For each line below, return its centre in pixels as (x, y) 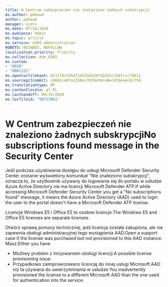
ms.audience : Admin (26, 33)
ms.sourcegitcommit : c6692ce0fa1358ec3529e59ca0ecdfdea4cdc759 (73, 80)
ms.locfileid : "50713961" (32, 99)
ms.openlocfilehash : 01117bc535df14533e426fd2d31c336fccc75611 (73, 76)
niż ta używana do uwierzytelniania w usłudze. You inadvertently (79, 270)
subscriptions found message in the (82, 146)
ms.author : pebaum (24, 15)
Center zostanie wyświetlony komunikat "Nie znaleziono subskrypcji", (78, 176)
